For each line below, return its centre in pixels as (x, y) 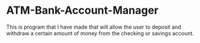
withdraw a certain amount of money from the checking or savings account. (100, 33)
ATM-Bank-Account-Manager (83, 10)
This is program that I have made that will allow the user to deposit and (94, 27)
